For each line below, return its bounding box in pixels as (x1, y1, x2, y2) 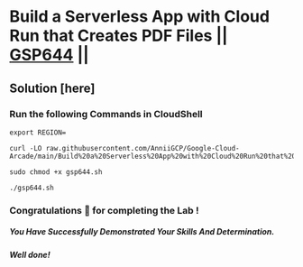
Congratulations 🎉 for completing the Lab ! (9, 204, 199, 216)
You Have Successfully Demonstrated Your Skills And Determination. (9, 226, 275, 237)
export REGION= (9, 128, 67, 137)
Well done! (9, 249, 51, 260)
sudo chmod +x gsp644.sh (9, 167, 103, 177)
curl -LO (9, 143, 42, 152)
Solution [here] (9, 80, 96, 96)
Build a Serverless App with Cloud (9, 6, 271, 27)
